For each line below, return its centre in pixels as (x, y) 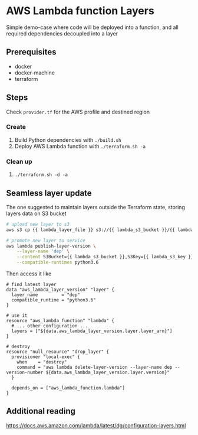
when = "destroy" (42, 362)
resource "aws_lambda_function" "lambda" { (60, 321)
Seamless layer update (49, 193)
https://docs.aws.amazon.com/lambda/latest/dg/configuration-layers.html (96, 425)
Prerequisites (31, 52)
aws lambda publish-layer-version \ (51, 246)
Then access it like (29, 274)
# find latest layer (32, 285)
